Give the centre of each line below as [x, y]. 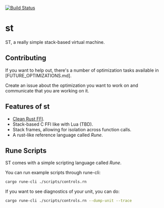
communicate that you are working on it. [47, 90]
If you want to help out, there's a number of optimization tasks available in [82, 70]
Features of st [28, 107]
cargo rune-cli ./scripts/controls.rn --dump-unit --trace [69, 201]
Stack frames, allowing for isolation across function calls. [72, 129]
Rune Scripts [26, 151]
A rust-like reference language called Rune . [58, 135]
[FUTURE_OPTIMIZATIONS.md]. [38, 75]
